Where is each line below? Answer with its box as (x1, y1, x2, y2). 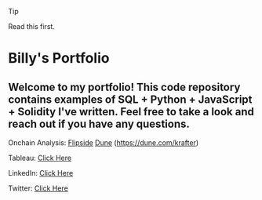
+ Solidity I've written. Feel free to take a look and (8, 105, 255, 118)
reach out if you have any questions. (8, 117, 190, 130)
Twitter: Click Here (8, 184, 68, 193)
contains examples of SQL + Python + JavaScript (8, 93, 253, 106)
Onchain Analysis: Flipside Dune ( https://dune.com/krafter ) (8, 138, 198, 147)
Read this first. (8, 22, 55, 31)
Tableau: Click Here (8, 153, 72, 162)
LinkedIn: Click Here (8, 169, 74, 177)
